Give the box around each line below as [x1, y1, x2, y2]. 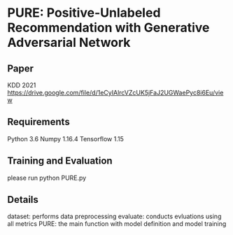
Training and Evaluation [7, 155, 113, 167]
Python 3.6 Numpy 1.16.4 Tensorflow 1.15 [7, 134, 125, 143]
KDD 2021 [7, 81, 36, 89]
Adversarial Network [7, 35, 131, 50]
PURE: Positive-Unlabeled [7, 5, 161, 21]
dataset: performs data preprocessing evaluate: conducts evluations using [7, 212, 222, 221]
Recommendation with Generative [7, 20, 210, 36]
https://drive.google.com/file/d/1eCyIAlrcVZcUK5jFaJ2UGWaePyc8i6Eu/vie [7, 89, 224, 97]
